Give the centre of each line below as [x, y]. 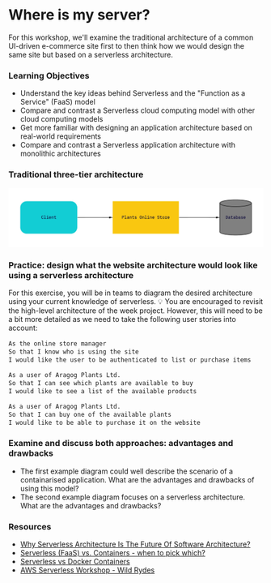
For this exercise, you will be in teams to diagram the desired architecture [131, 293]
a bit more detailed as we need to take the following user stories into [122, 319]
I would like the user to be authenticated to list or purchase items [130, 360]
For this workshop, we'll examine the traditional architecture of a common [131, 37]
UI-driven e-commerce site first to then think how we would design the [127, 45]
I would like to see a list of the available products [103, 392]
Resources [30, 526]
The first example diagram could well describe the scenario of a [126, 471]
